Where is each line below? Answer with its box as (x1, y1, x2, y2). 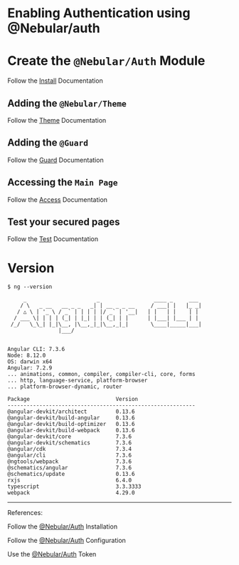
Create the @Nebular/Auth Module (7, 53, 206, 69)
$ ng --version (7, 283, 53, 290)
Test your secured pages (7, 215, 120, 228)
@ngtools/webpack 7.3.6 (7, 458, 132, 465)
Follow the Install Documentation (7, 76, 103, 85)
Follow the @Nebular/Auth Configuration (7, 536, 127, 545)
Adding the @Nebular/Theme (7, 97, 127, 109)
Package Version (7, 396, 139, 403)
